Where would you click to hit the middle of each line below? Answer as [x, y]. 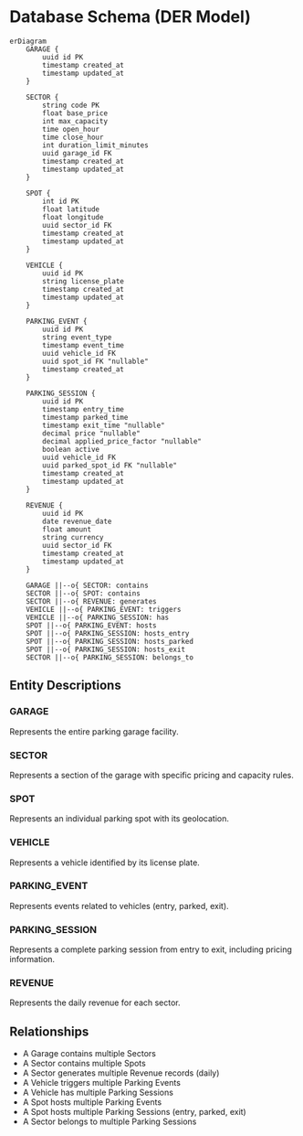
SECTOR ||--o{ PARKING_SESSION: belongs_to [110, 657]
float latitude [71, 209]
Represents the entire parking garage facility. [94, 731]
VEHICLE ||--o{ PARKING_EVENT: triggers [104, 609]
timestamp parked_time [85, 417]
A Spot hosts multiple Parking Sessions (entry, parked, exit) [134, 1112]
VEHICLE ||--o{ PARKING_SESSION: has [98, 617]
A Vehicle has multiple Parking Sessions [98, 1093]
